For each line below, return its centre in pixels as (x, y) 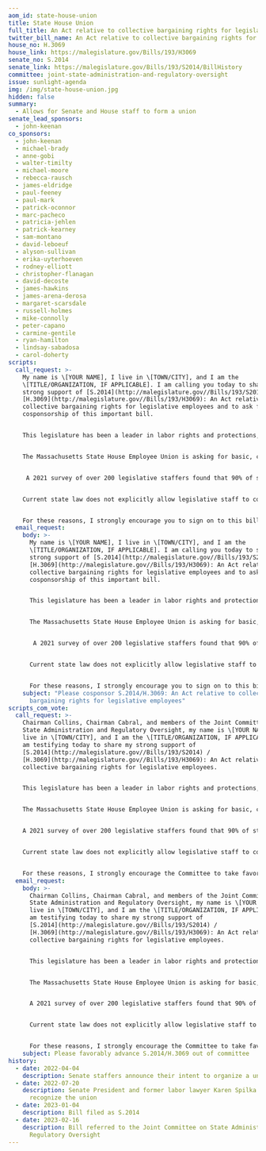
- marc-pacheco (40, 215)
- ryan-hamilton (42, 341)
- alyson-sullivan (46, 252)
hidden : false (32, 97)
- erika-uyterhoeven (49, 259)
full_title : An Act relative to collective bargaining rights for (120, 30)
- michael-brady (42, 148)
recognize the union (63, 1098)
